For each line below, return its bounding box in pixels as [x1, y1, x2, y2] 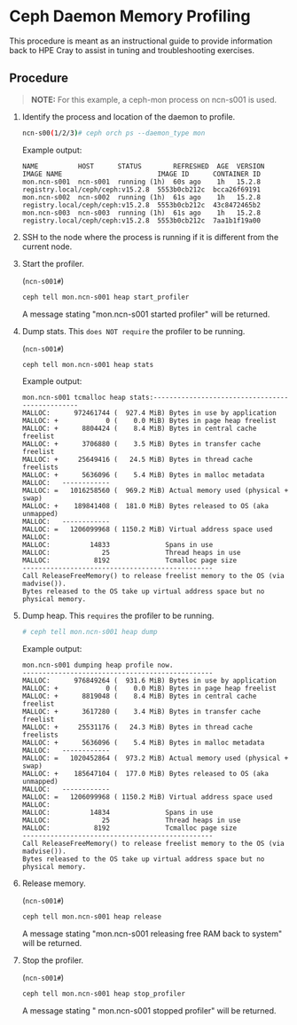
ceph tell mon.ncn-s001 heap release [21, 912, 162, 921]
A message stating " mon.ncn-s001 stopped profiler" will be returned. [21, 1005, 277, 1016]
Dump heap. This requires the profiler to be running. [21, 610, 215, 622]
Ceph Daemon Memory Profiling [9, 6, 251, 27]
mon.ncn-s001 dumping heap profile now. [21, 661, 174, 670]
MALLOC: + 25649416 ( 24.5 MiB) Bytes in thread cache [21, 455, 254, 465]
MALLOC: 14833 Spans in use [21, 541, 214, 550]
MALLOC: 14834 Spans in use [21, 809, 214, 818]
